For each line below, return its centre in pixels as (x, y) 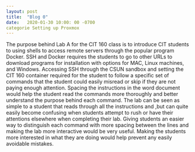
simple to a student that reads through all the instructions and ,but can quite (97, 106)
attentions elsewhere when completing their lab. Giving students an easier (95, 119)
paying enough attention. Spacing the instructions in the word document (93, 88)
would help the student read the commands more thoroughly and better (92, 94)
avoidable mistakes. (30, 144)
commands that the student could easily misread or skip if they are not (91, 82)
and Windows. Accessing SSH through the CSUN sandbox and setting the (95, 69)
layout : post (22, 11)
